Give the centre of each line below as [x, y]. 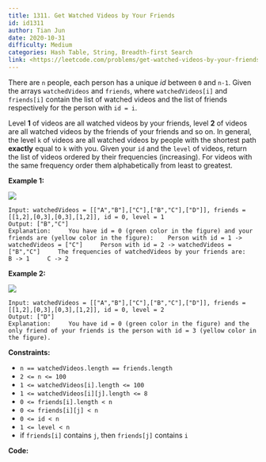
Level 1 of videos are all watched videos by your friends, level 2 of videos [128, 123]
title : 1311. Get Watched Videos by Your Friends [92, 15]
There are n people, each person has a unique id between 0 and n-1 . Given [130, 82]
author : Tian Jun [37, 30]
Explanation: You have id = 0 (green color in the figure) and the [129, 323]
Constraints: [29, 352]
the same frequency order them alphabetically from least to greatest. [121, 165]
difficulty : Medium [40, 45]
